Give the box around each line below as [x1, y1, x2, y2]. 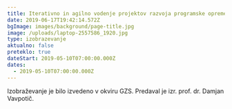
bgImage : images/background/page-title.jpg [7, 23, 135, 30]
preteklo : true [7, 49, 51, 56]
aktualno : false [7, 42, 54, 49]
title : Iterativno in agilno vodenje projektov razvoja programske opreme [7, 10, 227, 17]
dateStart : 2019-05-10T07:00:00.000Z [7, 55, 116, 62]
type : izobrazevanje [7, 36, 67, 43]
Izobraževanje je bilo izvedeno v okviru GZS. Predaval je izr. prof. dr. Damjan [7, 87, 224, 95]
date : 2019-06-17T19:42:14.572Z [7, 17, 100, 23]
